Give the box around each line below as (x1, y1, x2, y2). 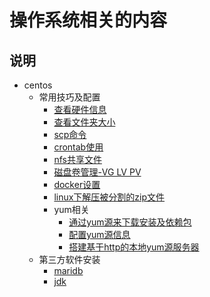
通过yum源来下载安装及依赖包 (68, 216, 192, 228)
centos (23, 79, 53, 91)
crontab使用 (53, 141, 104, 153)
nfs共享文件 (53, 154, 102, 165)
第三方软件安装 (38, 254, 101, 265)
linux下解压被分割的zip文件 (53, 191, 166, 203)
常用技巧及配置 (38, 91, 101, 103)
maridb (53, 265, 84, 276)
